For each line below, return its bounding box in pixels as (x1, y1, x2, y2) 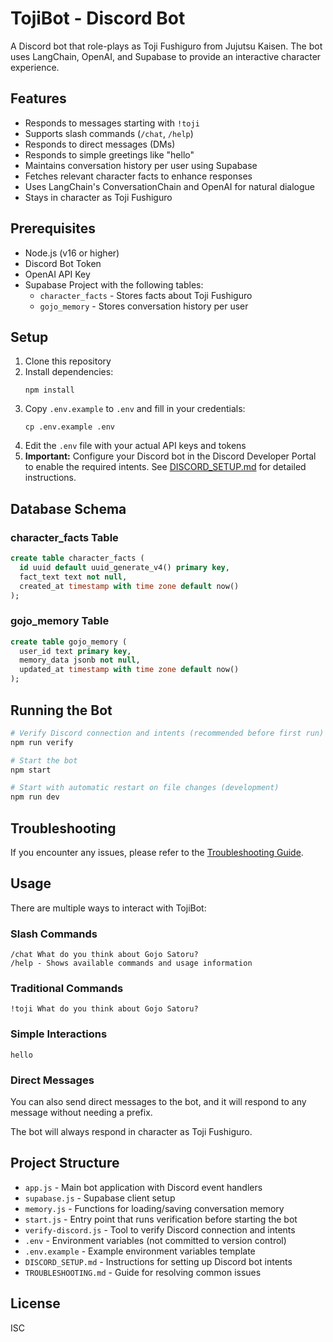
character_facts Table (10, 530, 119, 544)
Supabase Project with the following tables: (24, 278, 204, 291)
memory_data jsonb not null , (19, 655, 141, 666)
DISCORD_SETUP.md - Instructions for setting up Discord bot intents (24, 1255, 293, 1267)
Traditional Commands (10, 982, 124, 996)
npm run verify (10, 737, 74, 747)
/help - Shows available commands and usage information (10, 958, 253, 969)
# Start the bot (10, 755, 78, 766)
